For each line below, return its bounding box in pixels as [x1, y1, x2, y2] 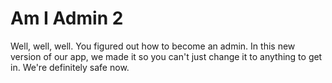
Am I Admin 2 [10, 7, 124, 30]
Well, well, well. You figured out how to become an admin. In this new [10, 40, 296, 52]
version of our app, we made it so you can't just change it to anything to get [10, 50, 323, 62]
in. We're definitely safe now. [10, 61, 130, 73]
